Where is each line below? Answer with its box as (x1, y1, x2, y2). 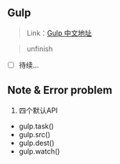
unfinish (26, 43, 53, 54)
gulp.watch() (18, 146, 60, 156)
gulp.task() (18, 121, 54, 131)
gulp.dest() (18, 138, 55, 147)
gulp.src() (18, 129, 51, 139)
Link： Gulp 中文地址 (26, 28, 92, 38)
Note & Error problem (7, 84, 113, 97)
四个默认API (18, 106, 58, 115)
